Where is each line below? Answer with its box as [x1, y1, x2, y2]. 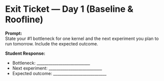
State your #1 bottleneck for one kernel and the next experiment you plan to [5, 36, 159, 41]
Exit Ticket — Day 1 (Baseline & [5, 3, 133, 15]
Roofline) [5, 14, 43, 25]
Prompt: [5, 30, 22, 36]
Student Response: [5, 50, 45, 56]
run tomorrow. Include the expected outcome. [5, 40, 98, 46]
